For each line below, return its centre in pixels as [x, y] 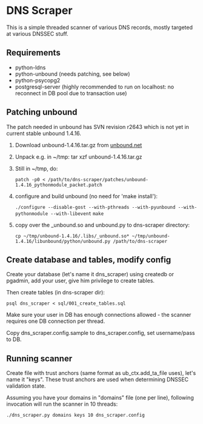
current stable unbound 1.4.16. [44, 133]
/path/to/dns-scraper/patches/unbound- [98, 179]
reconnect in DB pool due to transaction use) [71, 93]
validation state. [26, 386]
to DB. [14, 339]
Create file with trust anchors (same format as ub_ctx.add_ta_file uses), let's [101, 373]
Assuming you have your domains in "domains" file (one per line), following [100, 398]
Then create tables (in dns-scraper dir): [55, 293]
